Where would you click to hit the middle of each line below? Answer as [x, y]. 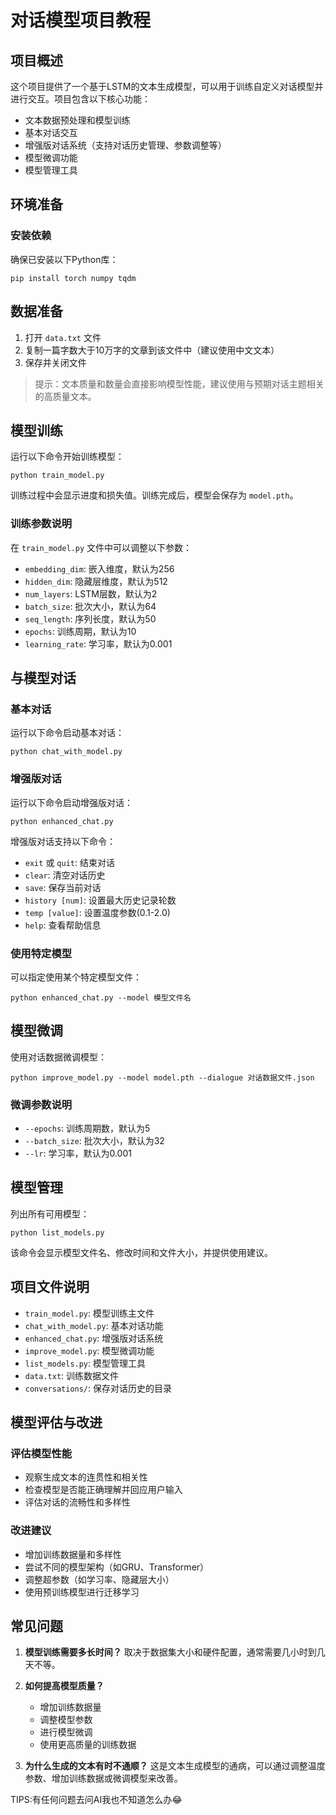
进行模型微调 [66, 1732]
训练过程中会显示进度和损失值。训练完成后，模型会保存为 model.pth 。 [154, 495]
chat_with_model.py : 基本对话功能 [94, 1325]
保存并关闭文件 [55, 362]
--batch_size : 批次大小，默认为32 [94, 1140]
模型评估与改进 [56, 1422]
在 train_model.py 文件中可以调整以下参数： [101, 547]
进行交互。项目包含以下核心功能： [80, 99]
